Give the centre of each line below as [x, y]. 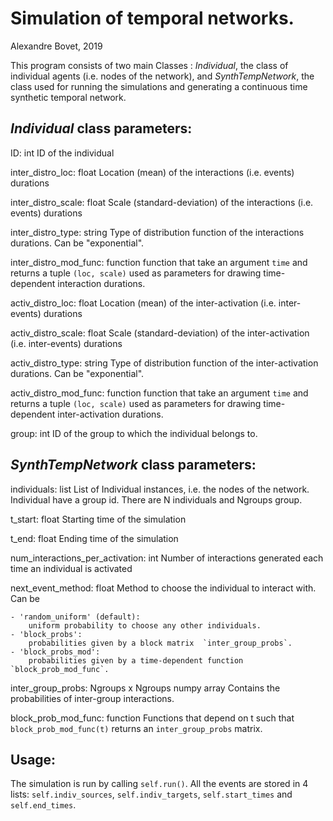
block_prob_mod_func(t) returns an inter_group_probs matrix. [136, 728]
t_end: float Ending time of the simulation [94, 538]
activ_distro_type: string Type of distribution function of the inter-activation [164, 363]
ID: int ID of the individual [62, 153]
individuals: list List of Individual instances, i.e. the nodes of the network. [160, 489]
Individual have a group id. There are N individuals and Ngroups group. [156, 499]
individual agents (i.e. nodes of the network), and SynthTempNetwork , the [162, 76]
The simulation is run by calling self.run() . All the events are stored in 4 [159, 784]
